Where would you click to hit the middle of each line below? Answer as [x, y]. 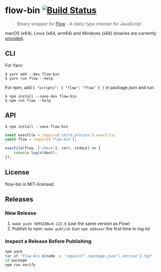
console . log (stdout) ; [35, 153]
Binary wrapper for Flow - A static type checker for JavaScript [79, 24]
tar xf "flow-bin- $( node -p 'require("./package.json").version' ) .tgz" [79, 256]
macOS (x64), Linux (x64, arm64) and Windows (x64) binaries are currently [81, 33]
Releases [19, 200]
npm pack [14, 251]
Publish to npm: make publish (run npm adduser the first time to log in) [81, 229]
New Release [21, 213]
